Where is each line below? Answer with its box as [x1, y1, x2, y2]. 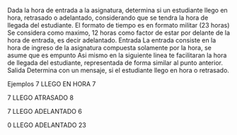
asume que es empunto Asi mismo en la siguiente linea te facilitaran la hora [7, 51, 227, 59]
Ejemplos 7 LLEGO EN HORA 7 [7, 80, 96, 88]
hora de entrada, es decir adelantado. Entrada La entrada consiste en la [7, 36, 216, 45]
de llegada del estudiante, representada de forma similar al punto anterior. [7, 59, 223, 66]
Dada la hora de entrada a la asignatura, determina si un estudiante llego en [7, 6, 228, 14]
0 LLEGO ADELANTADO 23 [7, 121, 86, 129]
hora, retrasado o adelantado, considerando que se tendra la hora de [7, 13, 209, 22]
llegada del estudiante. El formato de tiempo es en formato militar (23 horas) [7, 21, 230, 29]
